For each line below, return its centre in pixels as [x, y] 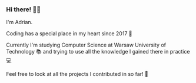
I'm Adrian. [19, 22]
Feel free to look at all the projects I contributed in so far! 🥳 [77, 74]
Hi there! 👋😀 [24, 9]
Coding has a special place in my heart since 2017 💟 [69, 34]
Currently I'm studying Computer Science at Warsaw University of [86, 45]
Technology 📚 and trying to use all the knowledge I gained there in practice [98, 52]
